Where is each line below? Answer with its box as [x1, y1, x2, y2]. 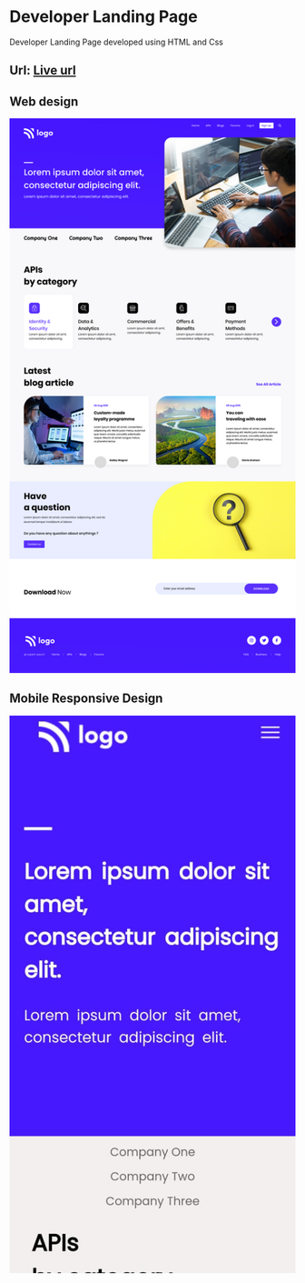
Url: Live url [9, 63, 76, 78]
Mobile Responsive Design [9, 691, 163, 707]
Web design [9, 94, 79, 109]
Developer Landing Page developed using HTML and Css [9, 36, 224, 47]
